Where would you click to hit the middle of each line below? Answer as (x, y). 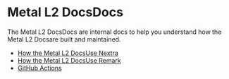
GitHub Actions (39, 68)
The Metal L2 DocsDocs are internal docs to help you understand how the (114, 32)
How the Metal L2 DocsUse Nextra (68, 53)
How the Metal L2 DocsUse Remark (69, 60)
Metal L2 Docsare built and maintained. (64, 39)
